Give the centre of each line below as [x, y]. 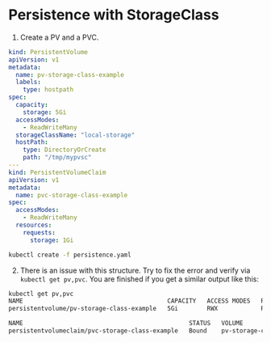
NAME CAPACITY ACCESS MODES [129, 301]
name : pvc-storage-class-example [72, 195]
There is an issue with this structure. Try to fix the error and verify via [135, 270]
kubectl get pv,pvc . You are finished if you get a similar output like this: [140, 279]
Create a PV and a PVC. [59, 37]
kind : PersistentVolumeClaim [57, 172]
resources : [34, 225]
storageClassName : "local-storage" [75, 135]
